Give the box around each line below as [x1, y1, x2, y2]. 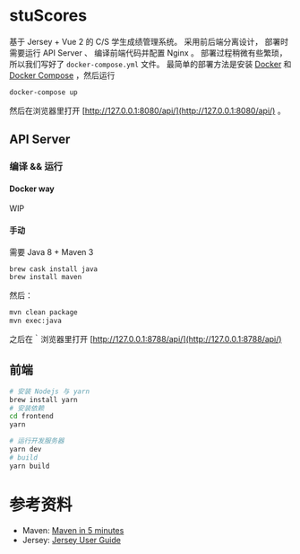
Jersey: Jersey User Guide [21, 534, 121, 545]
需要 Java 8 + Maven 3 [9, 246, 94, 257]
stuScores [9, 5, 88, 26]
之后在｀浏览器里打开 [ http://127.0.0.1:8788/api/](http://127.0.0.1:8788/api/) [9, 334, 282, 345]
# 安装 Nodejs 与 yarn [9, 387, 90, 396]
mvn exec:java [9, 316, 63, 326]
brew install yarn [9, 395, 78, 404]
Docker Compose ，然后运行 [9, 69, 116, 81]
